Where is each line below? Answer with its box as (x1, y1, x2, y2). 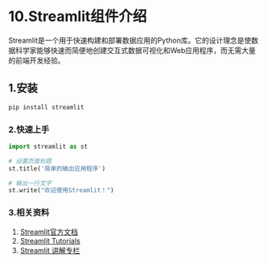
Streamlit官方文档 (19, 227, 79, 236)
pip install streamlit (8, 103, 84, 111)
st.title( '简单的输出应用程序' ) (8, 164, 106, 173)
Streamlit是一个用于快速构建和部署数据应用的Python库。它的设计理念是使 (8, 35, 252, 45)
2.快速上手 (8, 124, 50, 135)
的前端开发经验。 (8, 55, 65, 65)
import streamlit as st (8, 142, 88, 150)
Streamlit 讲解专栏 (19, 245, 80, 255)
